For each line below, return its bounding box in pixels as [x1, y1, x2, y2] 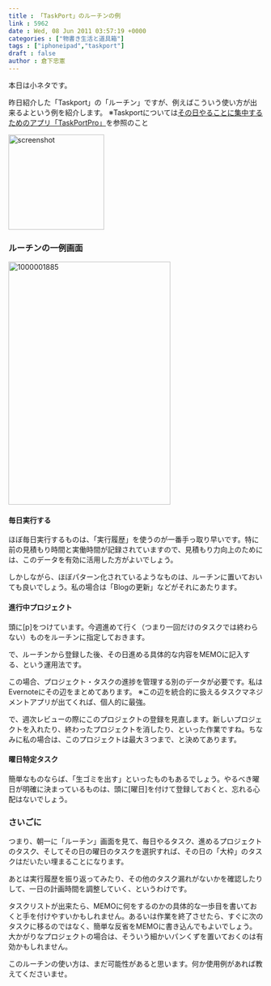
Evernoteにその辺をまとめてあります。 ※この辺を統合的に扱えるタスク [8, 686, 243, 697]
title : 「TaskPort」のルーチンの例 [8, 11, 121, 20]
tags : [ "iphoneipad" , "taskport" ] [8, 42, 125, 50]
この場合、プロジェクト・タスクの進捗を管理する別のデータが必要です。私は [8, 677, 263, 686]
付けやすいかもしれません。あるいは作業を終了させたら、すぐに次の [36, 911, 264, 921]
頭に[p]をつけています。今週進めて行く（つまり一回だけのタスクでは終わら [8, 621, 259, 632]
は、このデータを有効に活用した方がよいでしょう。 [8, 555, 178, 565]
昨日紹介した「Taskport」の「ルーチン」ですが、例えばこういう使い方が [8, 97, 251, 107]
